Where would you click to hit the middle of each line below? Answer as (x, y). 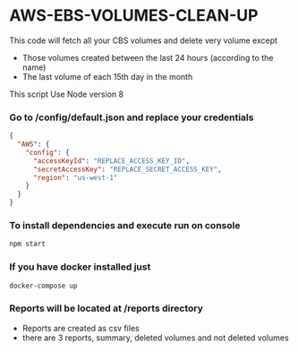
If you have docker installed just (80, 267)
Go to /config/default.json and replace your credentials (132, 117)
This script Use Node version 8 (66, 94)
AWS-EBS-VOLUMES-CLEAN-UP (134, 16)
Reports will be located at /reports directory (106, 308)
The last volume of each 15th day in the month (107, 76)
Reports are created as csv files (81, 328)
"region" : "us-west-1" (75, 177)
